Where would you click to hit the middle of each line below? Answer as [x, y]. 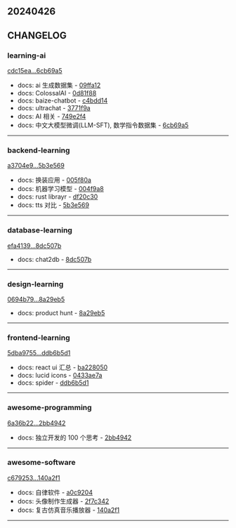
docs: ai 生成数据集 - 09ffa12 [59, 85]
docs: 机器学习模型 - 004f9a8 [60, 189]
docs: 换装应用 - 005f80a [54, 180]
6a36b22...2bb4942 [37, 423]
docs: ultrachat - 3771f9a [54, 108]
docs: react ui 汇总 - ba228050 [63, 367]
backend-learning [39, 150]
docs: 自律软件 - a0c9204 [55, 492]
